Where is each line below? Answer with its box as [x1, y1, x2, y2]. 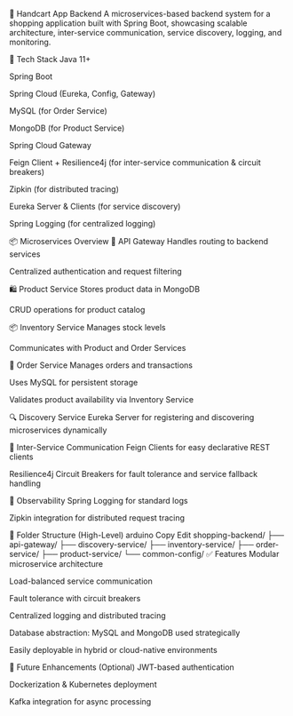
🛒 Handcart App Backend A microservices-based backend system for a [9, 9, 271, 19]
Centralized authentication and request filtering [9, 267, 182, 276]
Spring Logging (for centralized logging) [9, 219, 156, 228]
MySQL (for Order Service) [9, 106, 108, 115]
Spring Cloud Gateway [9, 140, 91, 150]
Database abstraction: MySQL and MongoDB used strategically [9, 627, 241, 638]
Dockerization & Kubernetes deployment [9, 680, 157, 689]
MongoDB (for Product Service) [9, 123, 125, 133]
